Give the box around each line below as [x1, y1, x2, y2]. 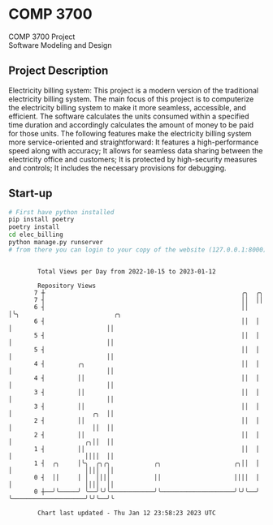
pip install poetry [8, 216, 75, 224]
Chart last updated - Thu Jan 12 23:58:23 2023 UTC [37, 509, 217, 517]
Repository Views [37, 282, 96, 290]
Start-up [8, 187, 53, 200]
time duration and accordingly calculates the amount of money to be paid [8, 119, 254, 130]
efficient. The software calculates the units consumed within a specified [8, 111, 249, 121]
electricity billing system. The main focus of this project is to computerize [8, 94, 254, 104]
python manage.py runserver [8, 239, 104, 247]
